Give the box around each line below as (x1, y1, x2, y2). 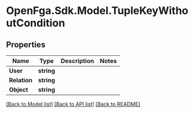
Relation (9, 76, 33, 84)
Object (9, 86, 28, 94)
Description (60, 57, 94, 65)
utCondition (6, 16, 66, 30)
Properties (6, 40, 46, 50)
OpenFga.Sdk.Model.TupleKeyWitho (6, 4, 189, 17)
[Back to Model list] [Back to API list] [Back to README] (6, 101, 141, 107)
